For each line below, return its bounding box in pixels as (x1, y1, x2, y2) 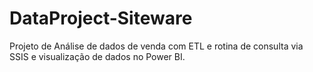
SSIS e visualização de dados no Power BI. (9, 50, 186, 62)
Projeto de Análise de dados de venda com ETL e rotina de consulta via (9, 40, 304, 52)
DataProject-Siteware (9, 7, 193, 30)
